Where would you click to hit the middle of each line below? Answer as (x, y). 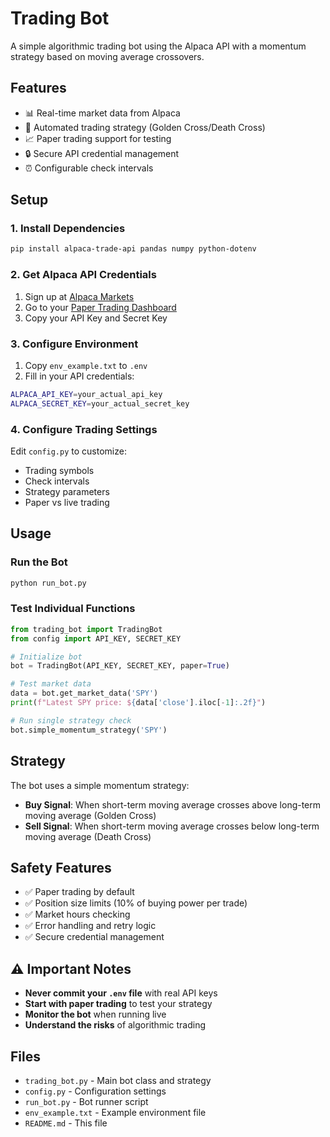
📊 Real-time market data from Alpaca (102, 113)
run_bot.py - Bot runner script (86, 1101)
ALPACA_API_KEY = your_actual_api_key (86, 394)
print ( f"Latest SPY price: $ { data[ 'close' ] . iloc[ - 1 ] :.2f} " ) (138, 703)
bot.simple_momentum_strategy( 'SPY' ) (89, 730)
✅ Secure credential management (94, 937)
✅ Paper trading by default (79, 892)
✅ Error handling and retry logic (90, 926)
